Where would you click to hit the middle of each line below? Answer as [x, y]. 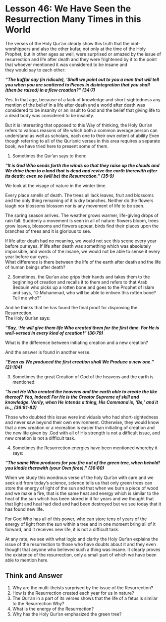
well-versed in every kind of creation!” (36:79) [54, 333]
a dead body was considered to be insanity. [50, 115]
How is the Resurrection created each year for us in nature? [73, 593]
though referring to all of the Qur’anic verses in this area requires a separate [83, 141]
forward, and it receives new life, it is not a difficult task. [62, 529]
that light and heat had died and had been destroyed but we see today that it [83, 504]
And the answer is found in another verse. [48, 352]
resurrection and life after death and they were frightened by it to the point [81, 59]
